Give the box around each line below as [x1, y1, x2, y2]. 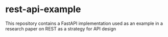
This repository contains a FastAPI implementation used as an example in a [5, 20, 163, 26]
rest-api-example [5, 4, 81, 15]
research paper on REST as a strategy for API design [5, 25, 116, 31]
